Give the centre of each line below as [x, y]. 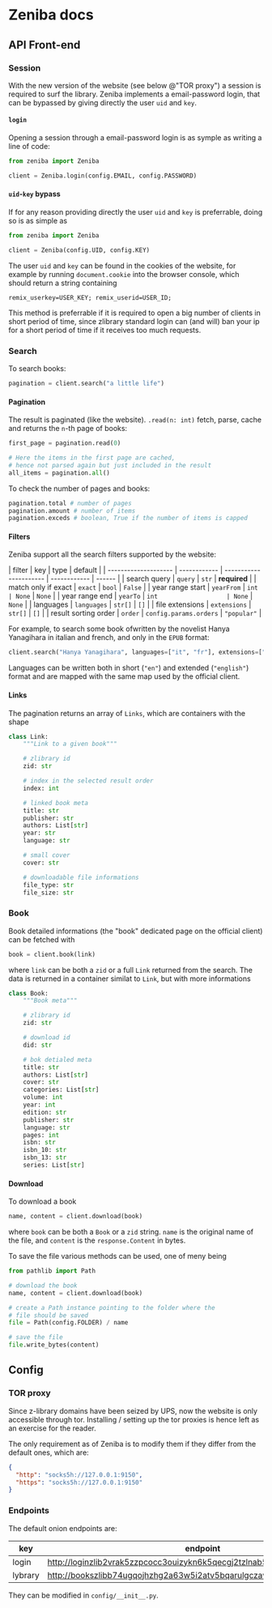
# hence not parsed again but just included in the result [110, 465]
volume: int [43, 1098]
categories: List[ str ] [61, 1090]
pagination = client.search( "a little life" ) [86, 384]
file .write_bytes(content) [54, 1345]
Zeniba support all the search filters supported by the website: [113, 554]
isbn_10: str [45, 1150]
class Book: [28, 993]
